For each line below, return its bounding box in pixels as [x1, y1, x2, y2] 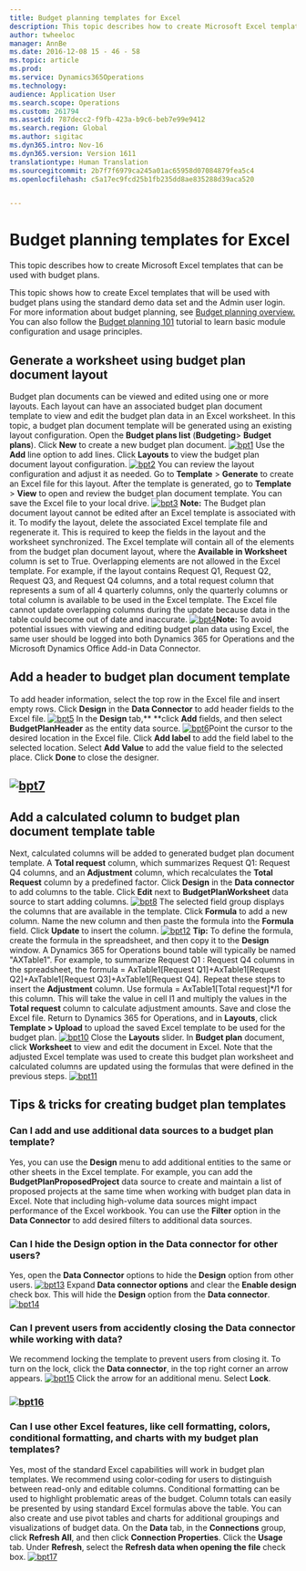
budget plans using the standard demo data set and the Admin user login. [9, 297, 286, 308]
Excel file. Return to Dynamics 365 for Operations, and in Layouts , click [9, 1013, 278, 1024]
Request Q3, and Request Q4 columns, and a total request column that [9, 576, 275, 586]
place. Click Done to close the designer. [9, 752, 159, 763]
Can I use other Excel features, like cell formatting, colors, [9, 1420, 270, 1433]
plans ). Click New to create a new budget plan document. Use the [9, 440, 285, 450]
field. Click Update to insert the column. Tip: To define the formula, [9, 925, 294, 936]
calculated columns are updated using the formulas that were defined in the [9, 1061, 294, 1072]
